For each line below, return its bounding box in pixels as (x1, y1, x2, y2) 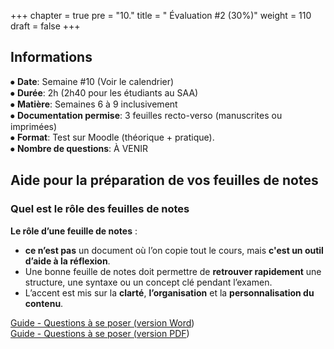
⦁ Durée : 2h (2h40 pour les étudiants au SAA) (10, 86, 199, 99)
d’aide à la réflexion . (24, 255, 111, 267)
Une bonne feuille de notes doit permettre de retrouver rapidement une (24, 265, 322, 277)
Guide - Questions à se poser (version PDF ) (10, 327, 190, 339)
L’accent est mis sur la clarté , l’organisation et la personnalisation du (24, 286, 315, 299)
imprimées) (10, 120, 58, 132)
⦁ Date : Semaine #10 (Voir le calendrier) (10, 75, 175, 87)
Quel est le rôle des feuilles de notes (10, 202, 190, 216)
